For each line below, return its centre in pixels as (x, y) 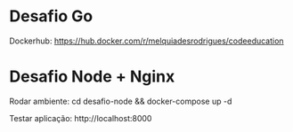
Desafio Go (51, 16)
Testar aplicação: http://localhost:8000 (81, 118)
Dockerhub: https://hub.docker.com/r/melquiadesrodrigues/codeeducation (146, 41)
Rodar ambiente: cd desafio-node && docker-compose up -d (121, 101)
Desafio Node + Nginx (92, 77)
